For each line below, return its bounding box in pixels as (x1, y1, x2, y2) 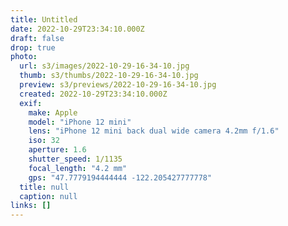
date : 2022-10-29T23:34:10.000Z (10, 24, 145, 34)
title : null (19, 182, 70, 192)
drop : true (10, 42, 56, 53)
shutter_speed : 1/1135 (28, 154, 123, 164)
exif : (19, 98, 43, 108)
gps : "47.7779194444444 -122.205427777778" (28, 172, 213, 183)
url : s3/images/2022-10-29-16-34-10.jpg (19, 61, 190, 71)
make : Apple (28, 107, 78, 118)
